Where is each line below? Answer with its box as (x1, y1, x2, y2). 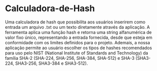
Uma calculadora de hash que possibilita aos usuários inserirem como (5, 19, 146, 25)
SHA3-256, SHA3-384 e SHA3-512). (15, 60, 88, 66)
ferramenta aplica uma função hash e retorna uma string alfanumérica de (5, 29, 152, 35)
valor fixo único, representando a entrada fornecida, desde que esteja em (5, 35, 153, 40)
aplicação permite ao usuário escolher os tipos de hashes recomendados (5, 45, 152, 51)
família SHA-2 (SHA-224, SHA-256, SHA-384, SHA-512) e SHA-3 (5, 55, 135, 61)
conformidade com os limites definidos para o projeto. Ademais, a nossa (5, 39, 150, 45)
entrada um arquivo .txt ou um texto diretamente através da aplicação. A (5, 24, 150, 30)
